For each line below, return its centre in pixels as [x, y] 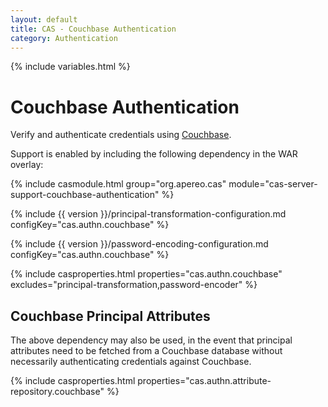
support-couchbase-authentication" [85, 195]
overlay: [27, 165]
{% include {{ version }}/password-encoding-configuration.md [139, 244]
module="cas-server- [273, 184]
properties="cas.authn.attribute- [204, 381]
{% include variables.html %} [70, 67]
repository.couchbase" [57, 392]
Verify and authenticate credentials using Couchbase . [121, 135]
